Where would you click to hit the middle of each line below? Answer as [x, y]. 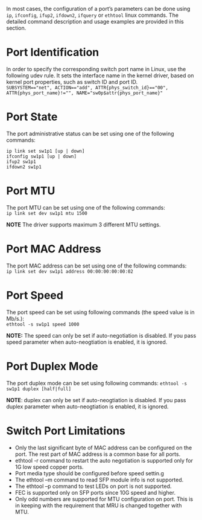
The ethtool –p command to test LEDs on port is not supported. [93, 486]
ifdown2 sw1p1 [24, 167]
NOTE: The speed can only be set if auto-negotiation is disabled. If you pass [101, 335]
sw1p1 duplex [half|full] [39, 389]
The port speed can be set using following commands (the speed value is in [100, 312]
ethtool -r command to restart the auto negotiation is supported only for [104, 460]
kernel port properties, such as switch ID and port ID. [72, 82]
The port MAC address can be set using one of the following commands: [96, 266]
